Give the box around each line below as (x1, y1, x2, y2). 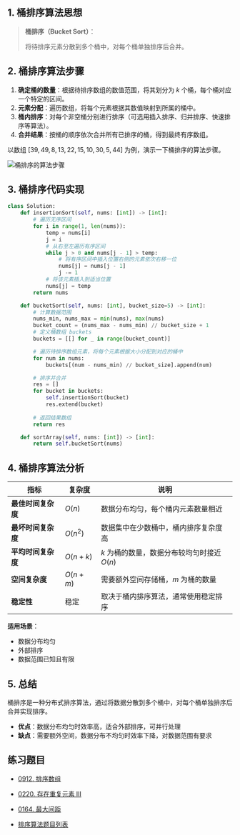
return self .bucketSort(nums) (33, 440, 123, 448)
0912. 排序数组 (17, 774, 61, 783)
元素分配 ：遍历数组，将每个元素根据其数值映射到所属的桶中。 (17, 103, 200, 112)
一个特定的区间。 (17, 94, 69, 103)
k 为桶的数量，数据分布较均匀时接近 (101, 548, 221, 558)
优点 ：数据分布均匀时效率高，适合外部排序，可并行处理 (17, 722, 181, 731)
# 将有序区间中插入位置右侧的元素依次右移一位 (58, 256, 177, 263)
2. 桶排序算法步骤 (7, 65, 84, 77)
